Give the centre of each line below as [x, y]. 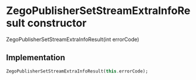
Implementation [36, 58]
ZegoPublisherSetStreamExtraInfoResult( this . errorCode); [77, 71]
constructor [57, 23]
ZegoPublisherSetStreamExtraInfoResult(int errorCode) [73, 39]
